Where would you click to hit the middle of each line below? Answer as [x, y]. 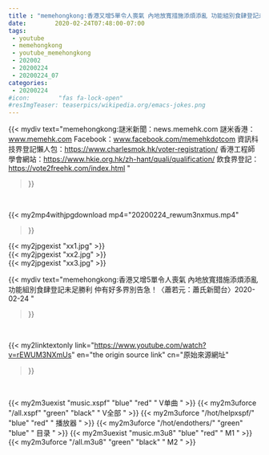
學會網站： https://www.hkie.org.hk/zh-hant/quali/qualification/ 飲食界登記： [134, 159]
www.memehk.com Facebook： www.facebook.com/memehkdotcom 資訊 [130, 139]
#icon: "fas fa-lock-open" [66, 98]
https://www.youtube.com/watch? [150, 345]
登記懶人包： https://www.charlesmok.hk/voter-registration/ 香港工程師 [139, 149]
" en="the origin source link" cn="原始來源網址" [151, 355]
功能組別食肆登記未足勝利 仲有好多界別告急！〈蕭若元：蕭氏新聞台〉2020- [132, 290]
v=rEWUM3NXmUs [40, 355]
